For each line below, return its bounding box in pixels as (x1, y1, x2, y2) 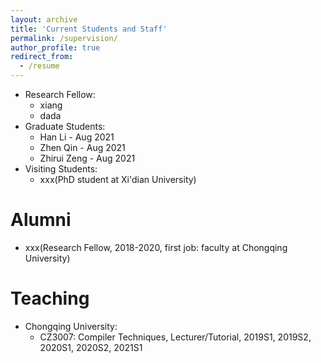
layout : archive (10, 14, 78, 25)
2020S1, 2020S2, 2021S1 (39, 341, 143, 353)
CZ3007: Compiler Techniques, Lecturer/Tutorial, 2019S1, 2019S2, (39, 331, 312, 343)
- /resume (19, 61, 60, 71)
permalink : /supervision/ (10, 33, 118, 43)
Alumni (10, 209, 72, 231)
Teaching (10, 287, 90, 310)
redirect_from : (10, 52, 74, 62)
